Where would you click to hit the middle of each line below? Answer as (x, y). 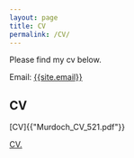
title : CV (28, 26)
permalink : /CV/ (40, 34)
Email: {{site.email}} (46, 77)
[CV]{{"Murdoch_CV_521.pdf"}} (67, 127)
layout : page (34, 18)
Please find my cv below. (55, 60)
